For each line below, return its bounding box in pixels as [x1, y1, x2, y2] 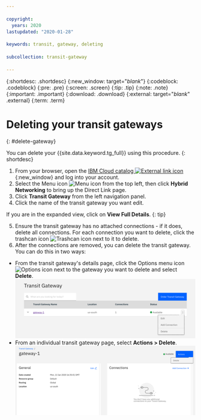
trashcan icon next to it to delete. [14, 235, 139, 242]
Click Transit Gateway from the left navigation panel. [14, 193, 146, 200]
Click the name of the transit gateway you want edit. [14, 199, 144, 206]
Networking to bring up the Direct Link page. [14, 186, 127, 193]
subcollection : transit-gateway [6, 54, 87, 60]
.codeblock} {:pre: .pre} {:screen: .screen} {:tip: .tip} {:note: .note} [6, 84, 169, 91]
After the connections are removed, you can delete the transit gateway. [14, 241, 191, 248]
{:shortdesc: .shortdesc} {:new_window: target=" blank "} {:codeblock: [6, 77, 179, 85]
